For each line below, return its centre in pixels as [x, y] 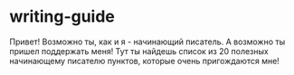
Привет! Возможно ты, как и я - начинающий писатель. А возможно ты [147, 42]
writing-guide [62, 17]
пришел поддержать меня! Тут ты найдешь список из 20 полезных [139, 51]
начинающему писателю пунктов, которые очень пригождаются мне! [145, 61]
